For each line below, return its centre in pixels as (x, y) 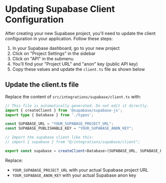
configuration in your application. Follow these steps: (59, 39)
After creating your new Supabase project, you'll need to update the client (80, 33)
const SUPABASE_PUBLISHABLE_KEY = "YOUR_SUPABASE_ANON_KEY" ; (69, 129)
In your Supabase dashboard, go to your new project (66, 48)
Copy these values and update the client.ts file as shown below (79, 69)
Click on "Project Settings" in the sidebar (54, 53)
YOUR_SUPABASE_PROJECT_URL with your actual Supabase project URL (80, 170)
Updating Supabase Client (60, 9)
